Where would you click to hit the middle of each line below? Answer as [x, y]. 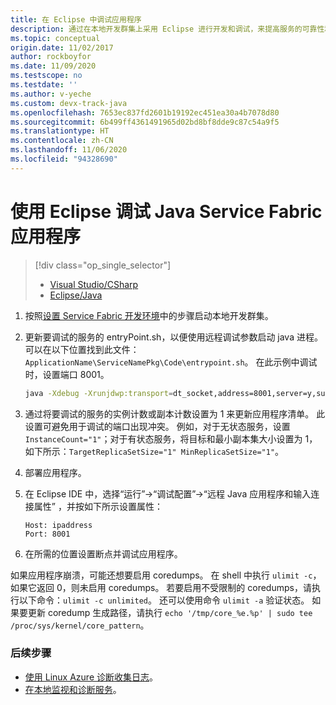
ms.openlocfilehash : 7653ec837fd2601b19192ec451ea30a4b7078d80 [145, 112]
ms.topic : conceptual [55, 38]
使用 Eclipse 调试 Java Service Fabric [166, 211]
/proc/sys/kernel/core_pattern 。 [80, 625]
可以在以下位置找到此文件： [82, 349]
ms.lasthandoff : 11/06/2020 [69, 150]
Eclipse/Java [76, 295]
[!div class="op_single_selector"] [103, 265]
